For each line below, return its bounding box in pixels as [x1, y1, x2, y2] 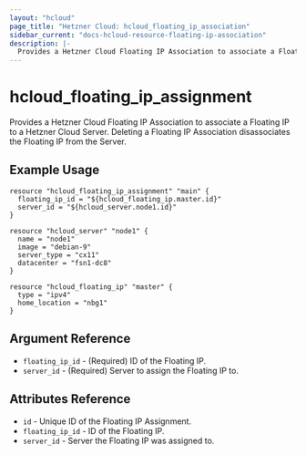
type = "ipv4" [17, 290, 71, 299]
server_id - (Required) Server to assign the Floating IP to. [22, 365, 240, 376]
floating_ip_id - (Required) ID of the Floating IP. [22, 355, 207, 366]
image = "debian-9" [17, 243, 92, 252]
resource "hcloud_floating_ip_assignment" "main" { [9, 186, 209, 196]
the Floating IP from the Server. [9, 136, 127, 147]
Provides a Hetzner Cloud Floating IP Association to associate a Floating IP [9, 117, 290, 128]
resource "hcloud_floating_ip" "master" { [9, 282, 173, 292]
